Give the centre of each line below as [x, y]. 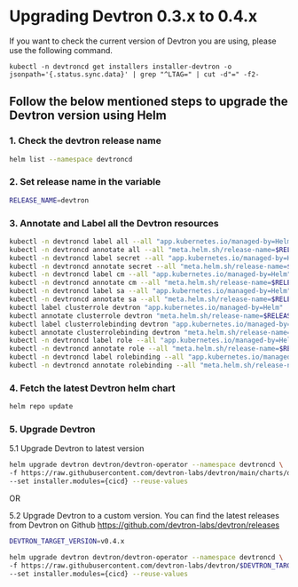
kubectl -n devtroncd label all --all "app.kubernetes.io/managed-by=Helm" [152, 242]
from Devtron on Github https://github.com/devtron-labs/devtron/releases [145, 525]
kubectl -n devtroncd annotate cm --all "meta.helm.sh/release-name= [141, 283]
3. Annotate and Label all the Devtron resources [114, 223]
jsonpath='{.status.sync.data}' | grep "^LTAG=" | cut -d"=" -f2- [134, 74]
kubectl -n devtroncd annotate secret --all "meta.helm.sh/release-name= [149, 266]
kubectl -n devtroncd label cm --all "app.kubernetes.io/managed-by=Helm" [150, 274]
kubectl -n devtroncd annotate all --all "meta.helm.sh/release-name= [142, 250]
